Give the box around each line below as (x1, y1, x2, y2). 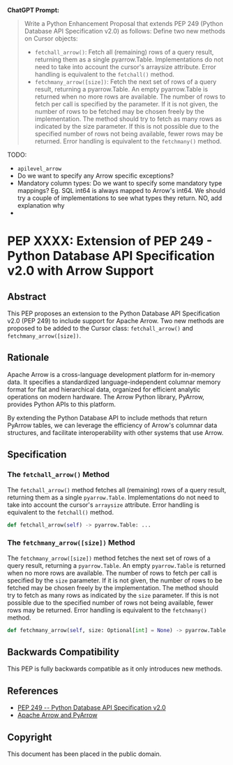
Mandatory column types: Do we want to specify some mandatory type (17, 179, 223, 187)
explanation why (17, 201, 65, 209)
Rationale (7, 352, 50, 364)
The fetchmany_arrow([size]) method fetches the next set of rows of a (7, 554, 211, 562)
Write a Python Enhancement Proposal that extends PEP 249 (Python (24, 20, 223, 27)
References (7, 685, 59, 696)
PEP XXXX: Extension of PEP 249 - (7, 234, 213, 249)
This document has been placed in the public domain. (7, 750, 162, 758)
